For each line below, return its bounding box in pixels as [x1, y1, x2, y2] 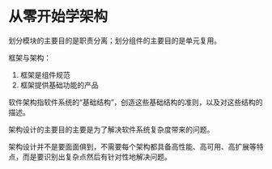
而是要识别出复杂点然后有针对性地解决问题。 [22, 151, 172, 162]
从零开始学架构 [8, 7, 108, 26]
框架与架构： [8, 53, 51, 62]
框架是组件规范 [19, 70, 70, 79]
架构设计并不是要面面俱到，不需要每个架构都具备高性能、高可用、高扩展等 [8, 142, 257, 151]
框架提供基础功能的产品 [19, 80, 99, 90]
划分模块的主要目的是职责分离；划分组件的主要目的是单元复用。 [8, 36, 221, 45]
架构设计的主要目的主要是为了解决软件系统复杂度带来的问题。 [8, 125, 215, 134]
